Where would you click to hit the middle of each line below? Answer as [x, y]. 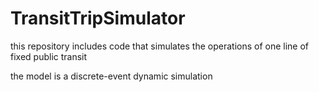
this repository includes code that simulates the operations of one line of [160, 46]
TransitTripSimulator [98, 18]
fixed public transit [49, 56]
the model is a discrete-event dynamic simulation [111, 76]
